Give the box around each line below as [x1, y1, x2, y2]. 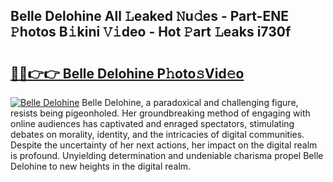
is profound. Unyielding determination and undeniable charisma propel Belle [10, 150, 324, 161]
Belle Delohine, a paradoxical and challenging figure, [81, 97, 299, 108]
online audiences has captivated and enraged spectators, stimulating [10, 118, 295, 129]
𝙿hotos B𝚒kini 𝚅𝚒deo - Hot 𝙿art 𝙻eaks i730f [10, 24, 292, 41]
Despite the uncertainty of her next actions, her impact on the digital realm [10, 139, 318, 151]
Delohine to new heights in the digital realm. [10, 160, 192, 172]
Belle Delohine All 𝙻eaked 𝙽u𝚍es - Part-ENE [10, 8, 289, 25]
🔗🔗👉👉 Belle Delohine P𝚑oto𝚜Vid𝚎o [10, 65, 245, 82]
